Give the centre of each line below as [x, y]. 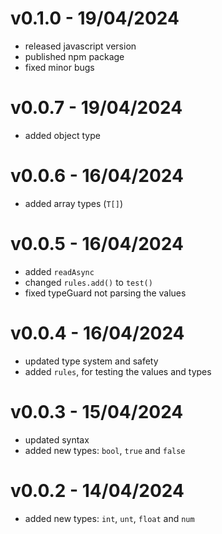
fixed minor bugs [59, 67]
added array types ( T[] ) [74, 203]
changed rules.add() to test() [88, 282]
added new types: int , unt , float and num [109, 518]
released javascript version [80, 46]
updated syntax [57, 439]
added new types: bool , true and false [105, 450]
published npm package [74, 56]
